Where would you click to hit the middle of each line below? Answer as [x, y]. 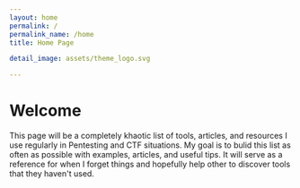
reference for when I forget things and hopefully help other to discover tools [150, 164]
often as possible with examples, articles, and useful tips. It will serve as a [146, 155]
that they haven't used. [52, 174]
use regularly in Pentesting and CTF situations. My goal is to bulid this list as [150, 145]
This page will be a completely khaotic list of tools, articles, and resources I [148, 136]
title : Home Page [42, 43]
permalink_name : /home [52, 34]
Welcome [45, 111]
